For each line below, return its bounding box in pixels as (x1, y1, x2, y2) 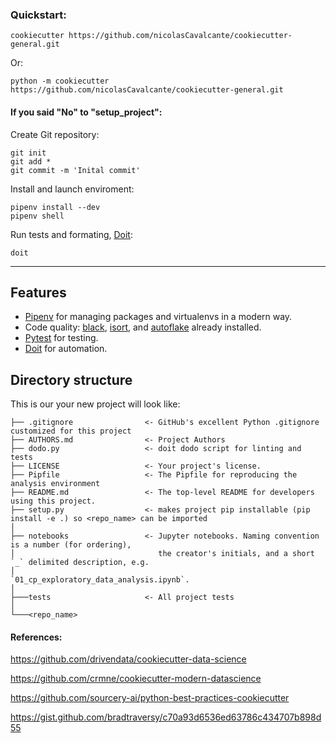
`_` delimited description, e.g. (10, 558, 150, 568)
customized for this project (10, 426, 132, 437)
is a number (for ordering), (10, 540, 132, 550)
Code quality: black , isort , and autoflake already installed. (24, 321, 262, 333)
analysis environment (10, 479, 101, 489)
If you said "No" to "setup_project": (10, 106, 163, 118)
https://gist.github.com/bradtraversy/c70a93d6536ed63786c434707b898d (10, 711, 322, 723)
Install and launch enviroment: (10, 183, 135, 195)
